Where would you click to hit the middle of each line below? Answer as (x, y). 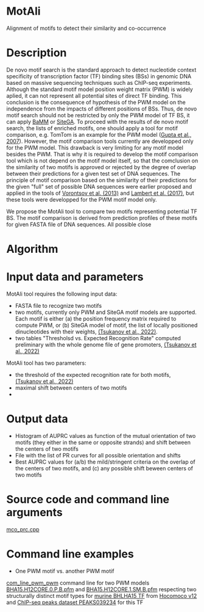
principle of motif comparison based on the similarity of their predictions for (101, 180)
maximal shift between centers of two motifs (71, 388)
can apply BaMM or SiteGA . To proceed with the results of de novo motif (97, 122)
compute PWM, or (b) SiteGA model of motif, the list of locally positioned (106, 325)
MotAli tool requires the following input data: (62, 294)
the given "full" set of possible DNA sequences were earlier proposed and (99, 186)
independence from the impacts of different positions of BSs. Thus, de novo (102, 109)
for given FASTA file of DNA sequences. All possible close (79, 224)
